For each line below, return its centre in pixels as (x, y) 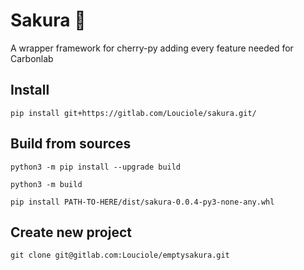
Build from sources (71, 144)
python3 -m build (46, 184)
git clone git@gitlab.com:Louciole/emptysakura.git (120, 255)
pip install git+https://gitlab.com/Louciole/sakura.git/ (133, 113)
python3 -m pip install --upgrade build (96, 167)
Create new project (71, 232)
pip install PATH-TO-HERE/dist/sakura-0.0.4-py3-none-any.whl (142, 202)
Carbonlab (32, 58)
